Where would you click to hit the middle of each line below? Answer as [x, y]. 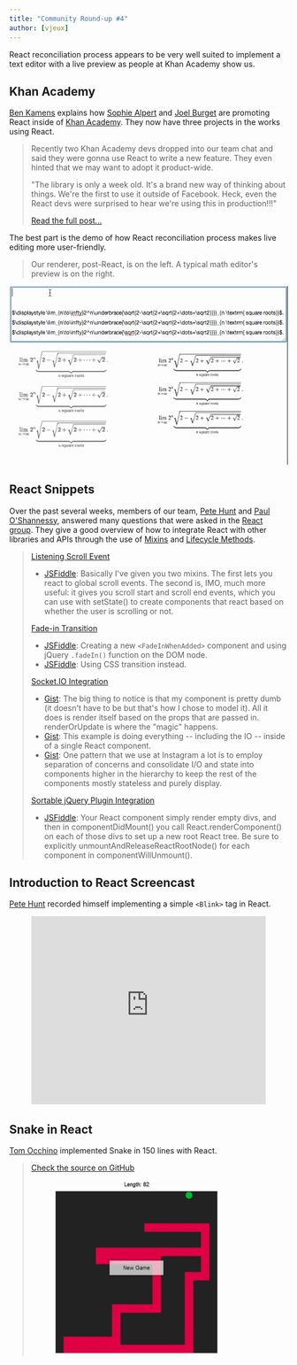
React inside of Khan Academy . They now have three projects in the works [145, 122]
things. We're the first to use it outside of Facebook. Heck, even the [153, 194]
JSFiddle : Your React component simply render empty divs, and [160, 817]
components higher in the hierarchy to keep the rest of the [150, 774]
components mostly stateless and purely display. [133, 783]
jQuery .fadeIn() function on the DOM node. [126, 654]
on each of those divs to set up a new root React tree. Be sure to [161, 836]
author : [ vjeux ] [39, 28]
